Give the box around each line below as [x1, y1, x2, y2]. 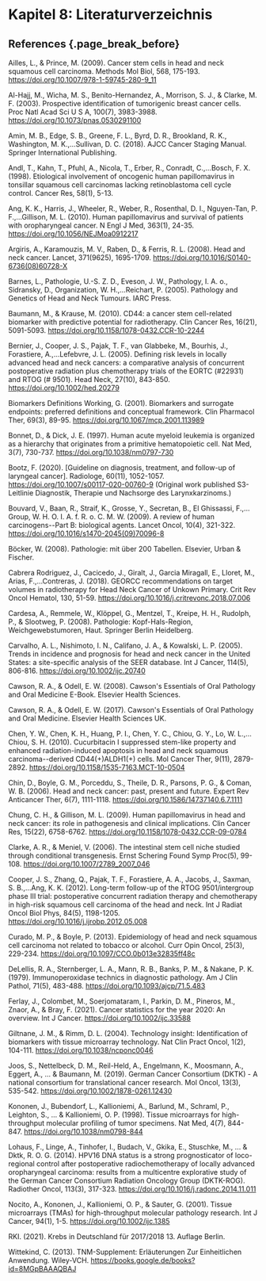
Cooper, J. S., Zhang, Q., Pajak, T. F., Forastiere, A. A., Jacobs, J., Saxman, [8, 874, 252, 884]
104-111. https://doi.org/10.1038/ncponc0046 [8, 1046, 154, 1055]
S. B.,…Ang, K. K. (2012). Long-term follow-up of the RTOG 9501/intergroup [8, 883, 254, 893]
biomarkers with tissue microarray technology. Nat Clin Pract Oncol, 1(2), [8, 1037, 246, 1046]
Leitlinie [8, 488, 34, 497]
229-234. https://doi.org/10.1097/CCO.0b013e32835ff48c [8, 949, 196, 958]
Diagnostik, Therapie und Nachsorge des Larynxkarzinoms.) [35, 488, 232, 497]
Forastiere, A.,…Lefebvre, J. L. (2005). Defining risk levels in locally [8, 350, 227, 358]
